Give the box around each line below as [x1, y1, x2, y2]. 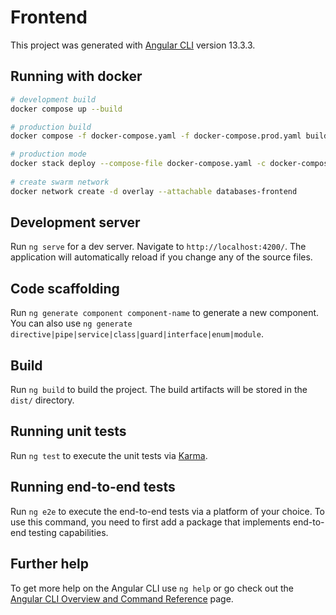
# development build [10, 94, 97, 105]
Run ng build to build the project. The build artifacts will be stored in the [10, 384, 308, 396]
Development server [10, 214, 141, 231]
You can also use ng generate [10, 317, 133, 330]
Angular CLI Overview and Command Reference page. [10, 592, 234, 605]
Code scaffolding [10, 280, 120, 297]
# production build [10, 122, 92, 132]
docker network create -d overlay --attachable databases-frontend [10, 186, 298, 196]
